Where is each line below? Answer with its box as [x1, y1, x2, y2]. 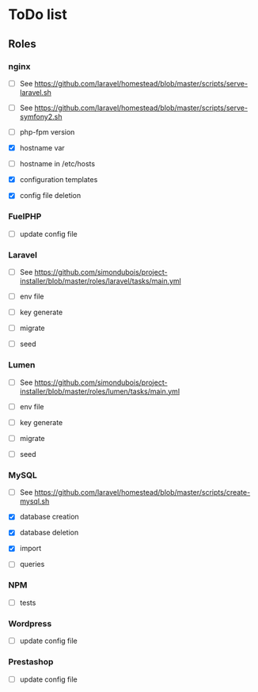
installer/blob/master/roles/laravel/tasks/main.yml [19, 276, 182, 286]
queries [19, 560, 45, 569]
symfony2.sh [19, 112, 63, 121]
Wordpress [8, 618, 52, 629]
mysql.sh [19, 496, 50, 506]
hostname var [19, 143, 65, 153]
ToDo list [8, 6, 67, 24]
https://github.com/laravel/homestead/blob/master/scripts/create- [34, 488, 251, 497]
